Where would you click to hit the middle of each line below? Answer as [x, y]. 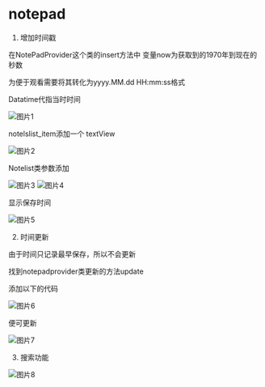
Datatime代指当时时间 [44, 99]
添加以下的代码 [33, 288]
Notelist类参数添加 [39, 168]
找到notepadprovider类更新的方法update [76, 271]
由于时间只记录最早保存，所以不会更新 [72, 254]
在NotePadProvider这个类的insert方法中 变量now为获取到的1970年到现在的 [133, 54]
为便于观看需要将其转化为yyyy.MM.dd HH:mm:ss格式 [97, 82]
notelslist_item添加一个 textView [62, 134]
